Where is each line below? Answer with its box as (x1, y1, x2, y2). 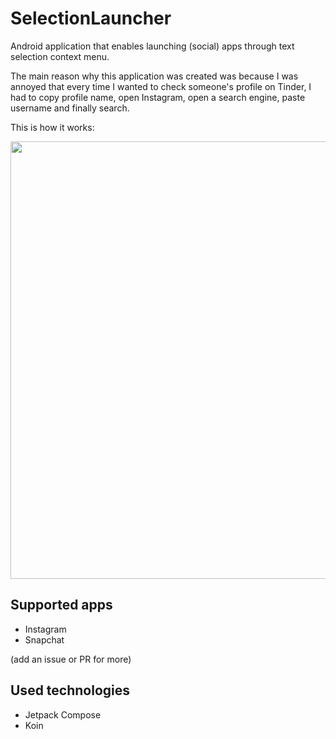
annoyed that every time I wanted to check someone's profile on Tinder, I (10, 80, 312, 92)
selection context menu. (10, 50, 110, 62)
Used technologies (10, 682, 131, 699)
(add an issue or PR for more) (10, 653, 132, 665)
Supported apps (10, 597, 113, 614)
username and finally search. (10, 102, 130, 114)
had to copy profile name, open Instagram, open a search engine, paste (10, 91, 306, 103)
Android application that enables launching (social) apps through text (10, 40, 295, 52)
